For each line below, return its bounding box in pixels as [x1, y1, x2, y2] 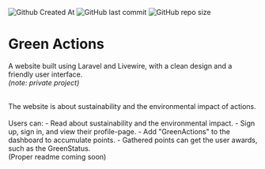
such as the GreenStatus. [8, 143, 91, 153]
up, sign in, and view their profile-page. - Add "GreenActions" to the [8, 126, 231, 136]
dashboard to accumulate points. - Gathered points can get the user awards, [8, 135, 258, 145]
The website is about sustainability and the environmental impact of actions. [8, 101, 257, 111]
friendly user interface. [8, 69, 83, 79]
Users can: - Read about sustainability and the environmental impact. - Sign [8, 118, 256, 128]
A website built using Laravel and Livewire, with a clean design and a [8, 61, 233, 70]
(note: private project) [8, 77, 80, 87]
